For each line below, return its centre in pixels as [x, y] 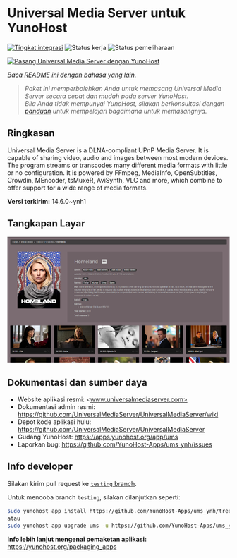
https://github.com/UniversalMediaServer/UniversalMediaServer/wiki [118, 414]
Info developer [40, 467]
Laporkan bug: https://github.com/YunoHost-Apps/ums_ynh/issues [115, 444]
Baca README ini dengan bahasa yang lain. [72, 75]
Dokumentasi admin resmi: [56, 406]
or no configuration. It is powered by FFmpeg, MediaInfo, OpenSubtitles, [112, 172]
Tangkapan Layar [46, 224]
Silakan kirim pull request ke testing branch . [72, 483]
